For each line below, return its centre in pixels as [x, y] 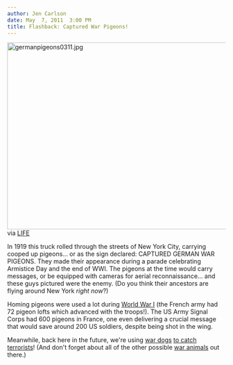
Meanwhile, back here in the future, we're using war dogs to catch [102, 340]
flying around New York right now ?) [58, 291]
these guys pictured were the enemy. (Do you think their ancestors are [108, 284]
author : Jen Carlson [37, 14]
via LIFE [18, 233]
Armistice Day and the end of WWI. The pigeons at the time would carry [110, 269]
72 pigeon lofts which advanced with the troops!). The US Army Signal [107, 312]
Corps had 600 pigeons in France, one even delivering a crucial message [112, 319]
